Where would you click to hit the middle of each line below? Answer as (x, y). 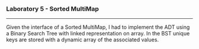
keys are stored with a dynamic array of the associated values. (82, 40)
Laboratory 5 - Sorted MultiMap (53, 9)
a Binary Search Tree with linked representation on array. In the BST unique (98, 34)
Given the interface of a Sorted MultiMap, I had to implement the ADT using (98, 27)
